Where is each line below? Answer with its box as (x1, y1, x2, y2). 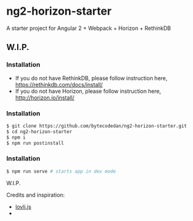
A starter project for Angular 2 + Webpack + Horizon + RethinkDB (6, 24, 171, 32)
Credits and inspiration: (6, 191, 65, 198)
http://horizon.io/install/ (15, 93, 75, 101)
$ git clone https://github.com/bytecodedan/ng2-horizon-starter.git (6, 123, 188, 129)
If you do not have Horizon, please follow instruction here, (15, 87, 161, 95)
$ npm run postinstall (6, 140, 64, 146)
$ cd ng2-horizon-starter (6, 128, 72, 135)
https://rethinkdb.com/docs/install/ (15, 81, 103, 88)
